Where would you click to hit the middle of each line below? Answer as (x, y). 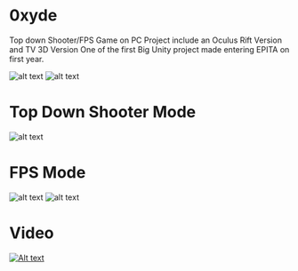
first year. (27, 59)
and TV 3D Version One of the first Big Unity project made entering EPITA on (149, 49)
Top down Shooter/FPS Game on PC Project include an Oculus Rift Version (146, 40)
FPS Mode (48, 173)
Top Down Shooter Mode (103, 112)
